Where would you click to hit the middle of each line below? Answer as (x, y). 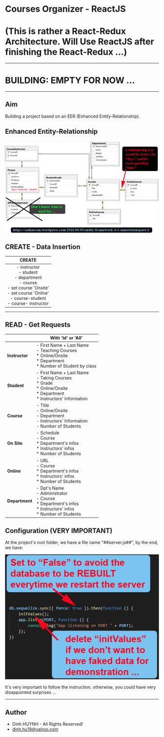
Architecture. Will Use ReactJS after (80, 42)
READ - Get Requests (38, 325)
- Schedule (48, 433)
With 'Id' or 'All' (66, 338)
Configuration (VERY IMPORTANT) (59, 531)
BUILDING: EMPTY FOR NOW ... (70, 80)
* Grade (44, 383)
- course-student (28, 298)
